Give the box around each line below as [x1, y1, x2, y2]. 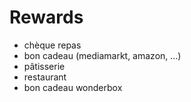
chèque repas [23, 39, 82, 51]
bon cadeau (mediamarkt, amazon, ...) [23, 49, 182, 61]
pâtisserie [23, 60, 66, 72]
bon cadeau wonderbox [23, 81, 123, 93]
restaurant [23, 71, 67, 83]
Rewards [9, 6, 84, 29]
